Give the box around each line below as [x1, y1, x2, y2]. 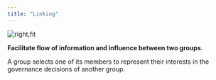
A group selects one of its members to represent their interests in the [7, 57, 210, 66]
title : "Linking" [7, 10, 59, 18]
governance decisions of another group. [7, 64, 126, 73]
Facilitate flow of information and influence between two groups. [7, 43, 204, 52]
